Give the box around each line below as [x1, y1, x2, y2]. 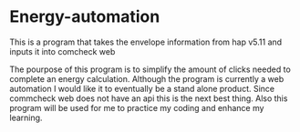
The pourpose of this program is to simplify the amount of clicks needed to [9, 64, 292, 75]
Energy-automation [9, 6, 160, 27]
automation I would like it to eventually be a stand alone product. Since [9, 83, 275, 94]
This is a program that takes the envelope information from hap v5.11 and [9, 36, 283, 47]
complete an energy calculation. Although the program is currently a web [9, 73, 284, 84]
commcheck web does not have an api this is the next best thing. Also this [9, 93, 288, 104]
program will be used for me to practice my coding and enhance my [9, 102, 264, 113]
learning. [9, 112, 43, 123]
